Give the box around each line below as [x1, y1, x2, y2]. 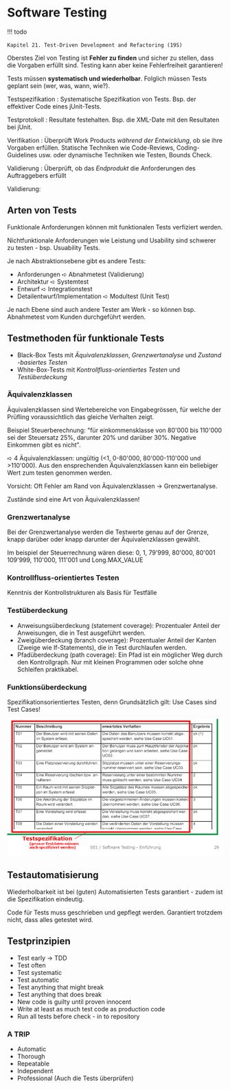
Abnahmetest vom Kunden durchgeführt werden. [7, 313, 146, 321]
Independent [16, 1066, 54, 1075]
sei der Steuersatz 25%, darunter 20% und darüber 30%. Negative [7, 433, 197, 441]
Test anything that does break [16, 990, 102, 998]
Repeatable [16, 1059, 50, 1068]
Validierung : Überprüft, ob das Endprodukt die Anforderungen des [7, 164, 196, 172]
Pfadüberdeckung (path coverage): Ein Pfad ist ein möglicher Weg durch [16, 651, 223, 659]
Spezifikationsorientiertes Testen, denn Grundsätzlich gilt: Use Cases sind [7, 698, 217, 706]
